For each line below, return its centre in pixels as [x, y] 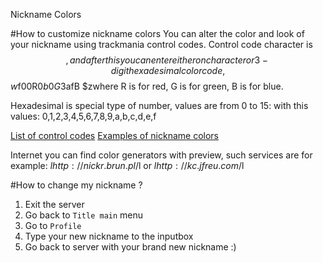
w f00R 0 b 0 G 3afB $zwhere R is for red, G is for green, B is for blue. [147, 86]
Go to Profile [53, 225]
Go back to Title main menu [84, 215]
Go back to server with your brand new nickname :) [130, 247]
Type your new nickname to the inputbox [109, 236]
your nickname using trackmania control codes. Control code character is [161, 44]
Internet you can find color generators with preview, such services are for [161, 155]
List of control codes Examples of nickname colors [115, 135]
